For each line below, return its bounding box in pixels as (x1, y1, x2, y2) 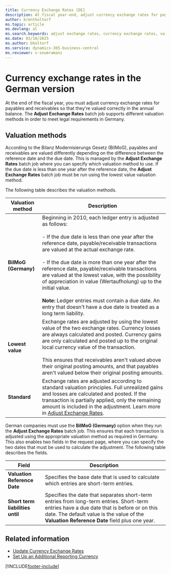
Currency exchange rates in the (5, 72, 141, 84)
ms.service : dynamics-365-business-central (5, 45, 99, 51)
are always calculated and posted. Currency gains (42, 331, 162, 338)
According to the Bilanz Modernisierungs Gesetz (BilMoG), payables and (5, 145, 158, 151)
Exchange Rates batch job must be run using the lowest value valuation (5, 172, 156, 178)
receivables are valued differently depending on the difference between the (5, 150, 164, 156)
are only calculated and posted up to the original (42, 338, 158, 345)
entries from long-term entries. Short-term (45, 498, 149, 505)
